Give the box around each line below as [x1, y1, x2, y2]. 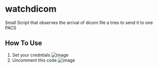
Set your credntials [12, 52, 50, 58]
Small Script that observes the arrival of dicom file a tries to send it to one [5, 20, 153, 25]
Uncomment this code [12, 57, 57, 63]
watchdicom [5, 3, 57, 15]
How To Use [5, 39, 42, 47]
